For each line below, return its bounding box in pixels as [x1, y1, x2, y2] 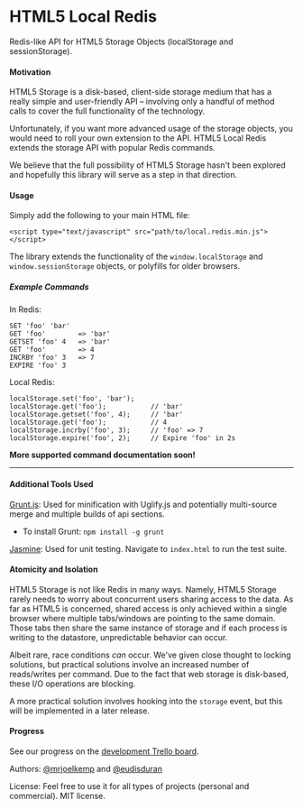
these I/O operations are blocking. [9, 678, 136, 689]
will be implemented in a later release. [9, 705, 151, 716]
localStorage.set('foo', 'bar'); [9, 394, 135, 403]
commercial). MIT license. [9, 790, 106, 801]
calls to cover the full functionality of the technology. [9, 106, 206, 116]
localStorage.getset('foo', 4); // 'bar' [9, 410, 183, 419]
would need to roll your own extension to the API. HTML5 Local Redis [9, 133, 267, 143]
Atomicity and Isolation [9, 564, 98, 575]
